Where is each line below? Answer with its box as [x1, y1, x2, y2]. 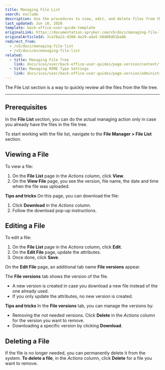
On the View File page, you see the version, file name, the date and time [12, 178, 159, 184]
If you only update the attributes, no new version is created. [12, 294, 133, 299]
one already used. [12, 288, 49, 294]
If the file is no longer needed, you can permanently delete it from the [5, 350, 146, 356]
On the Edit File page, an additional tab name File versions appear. [5, 264, 141, 270]
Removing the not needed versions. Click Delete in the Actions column [12, 312, 156, 319]
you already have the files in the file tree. [5, 121, 87, 127]
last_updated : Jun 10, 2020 [5, 21, 63, 26]
